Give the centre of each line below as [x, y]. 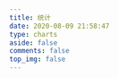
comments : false [39, 51]
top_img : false [38, 59]
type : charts [34, 34]
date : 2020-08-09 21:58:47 [59, 26]
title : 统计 [30, 17]
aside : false [34, 43]
